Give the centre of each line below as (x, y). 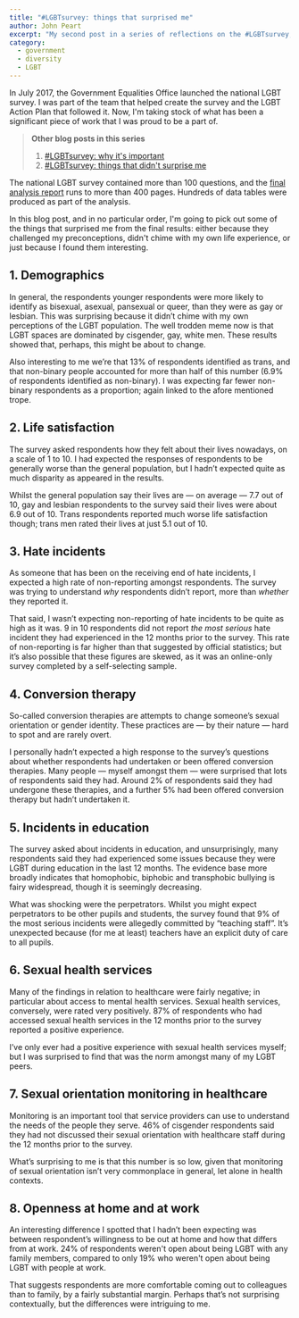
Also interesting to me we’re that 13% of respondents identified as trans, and (150, 362)
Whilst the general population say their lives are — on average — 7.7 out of (146, 495)
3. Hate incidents (58, 551)
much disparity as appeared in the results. (87, 478)
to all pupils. (31, 942)
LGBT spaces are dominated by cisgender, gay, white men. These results (143, 335)
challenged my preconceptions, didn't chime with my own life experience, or (150, 238)
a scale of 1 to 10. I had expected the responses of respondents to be (136, 459)
